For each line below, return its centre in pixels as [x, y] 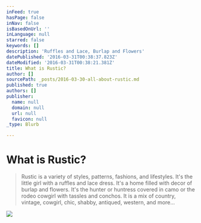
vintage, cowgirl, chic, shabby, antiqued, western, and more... [98, 202]
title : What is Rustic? [36, 68]
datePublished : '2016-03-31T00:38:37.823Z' [62, 57]
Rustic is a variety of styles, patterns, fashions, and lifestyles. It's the [107, 177]
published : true [27, 85]
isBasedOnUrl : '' [28, 29]
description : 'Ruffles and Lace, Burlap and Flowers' [76, 52]
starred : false [25, 40]
